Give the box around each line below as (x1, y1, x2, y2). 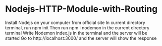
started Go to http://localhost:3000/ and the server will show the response (5, 35, 157, 41)
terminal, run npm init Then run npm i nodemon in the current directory (5, 24, 150, 30)
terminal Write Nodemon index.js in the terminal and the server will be (5, 30, 148, 36)
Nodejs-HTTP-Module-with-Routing (5, 3, 158, 15)
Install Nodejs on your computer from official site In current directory (5, 20, 145, 25)
